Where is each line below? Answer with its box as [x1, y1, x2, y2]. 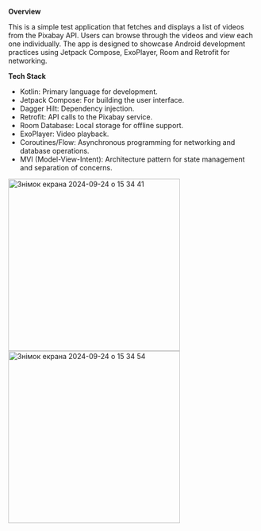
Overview [8, 7, 41, 16]
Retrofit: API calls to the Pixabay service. [19, 112, 153, 122]
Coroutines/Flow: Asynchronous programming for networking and [19, 138, 236, 146]
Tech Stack [8, 72, 46, 80]
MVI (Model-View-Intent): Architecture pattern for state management [19, 154, 245, 164]
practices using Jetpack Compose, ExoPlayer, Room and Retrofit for [8, 48, 230, 57]
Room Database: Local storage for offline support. [19, 121, 184, 130]
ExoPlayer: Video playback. [19, 129, 109, 139]
